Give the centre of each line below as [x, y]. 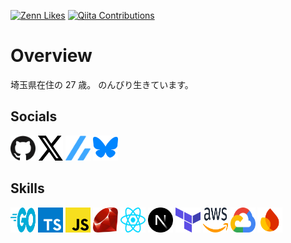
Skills [27, 188]
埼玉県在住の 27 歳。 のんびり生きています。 [102, 84]
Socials [34, 116]
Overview [51, 56]
